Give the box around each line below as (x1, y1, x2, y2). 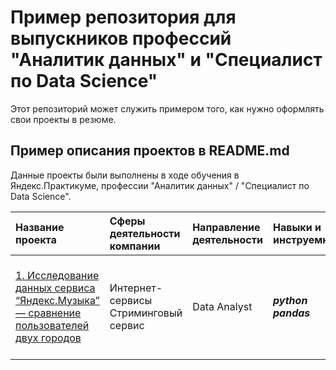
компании (109, 239, 161, 253)
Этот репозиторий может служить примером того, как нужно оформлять (10, 102, 325, 115)
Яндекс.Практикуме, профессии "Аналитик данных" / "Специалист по (10, 179, 310, 191)
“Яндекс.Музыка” (15, 293, 100, 307)
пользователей (15, 318, 90, 332)
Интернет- (109, 281, 163, 295)
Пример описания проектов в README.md (10, 142, 290, 160)
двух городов (15, 331, 82, 345)
